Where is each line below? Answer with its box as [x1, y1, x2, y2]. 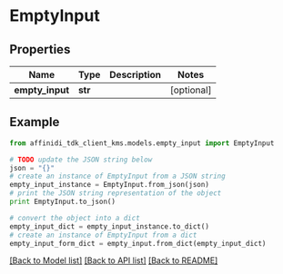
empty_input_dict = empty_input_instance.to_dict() [9, 221, 209, 231]
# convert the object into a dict [9, 213, 141, 222]
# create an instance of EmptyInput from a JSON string [9, 171, 226, 181]
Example [9, 114, 60, 130]
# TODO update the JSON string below [9, 155, 153, 164]
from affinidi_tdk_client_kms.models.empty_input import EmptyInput [9, 138, 275, 148]
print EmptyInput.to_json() [9, 197, 116, 207]
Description [108, 69, 162, 81]
